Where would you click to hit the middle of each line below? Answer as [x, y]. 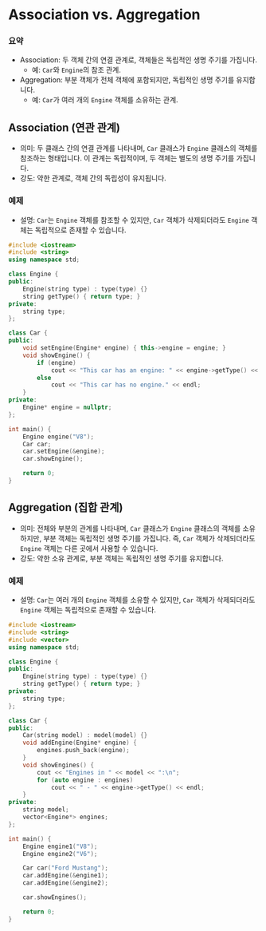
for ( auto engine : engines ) [85, 780]
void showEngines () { [58, 765]
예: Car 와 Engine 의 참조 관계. [76, 70]
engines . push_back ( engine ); [83, 751]
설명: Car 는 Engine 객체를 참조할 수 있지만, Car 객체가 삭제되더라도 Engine [134, 220]
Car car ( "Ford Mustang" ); [66, 868]
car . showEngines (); [55, 897]
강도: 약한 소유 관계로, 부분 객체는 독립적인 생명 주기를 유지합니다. [121, 558]
